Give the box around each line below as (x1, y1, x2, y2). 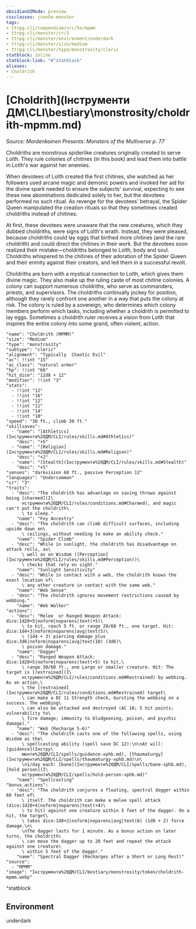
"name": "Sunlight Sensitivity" (16, 567, 95, 573)
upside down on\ (6, 526, 46, 532)
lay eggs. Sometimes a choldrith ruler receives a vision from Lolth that (6, 314, 175, 321)
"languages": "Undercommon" (6, 475, 75, 481)
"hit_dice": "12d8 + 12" (6, 372, 67, 378)
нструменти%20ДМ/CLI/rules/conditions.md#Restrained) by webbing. (21, 674, 187, 681)
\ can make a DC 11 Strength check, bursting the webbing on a (21, 695, 180, 701)
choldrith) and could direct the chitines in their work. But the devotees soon (6, 241, 188, 248)
